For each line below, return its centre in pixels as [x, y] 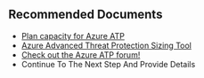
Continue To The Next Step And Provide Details [108, 64]
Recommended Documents [86, 15]
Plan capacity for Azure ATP [73, 35]
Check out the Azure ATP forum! [81, 55]
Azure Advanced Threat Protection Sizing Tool [106, 45]
